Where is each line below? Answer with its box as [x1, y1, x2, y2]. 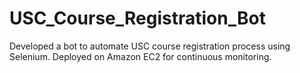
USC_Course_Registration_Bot [9, 7, 266, 30]
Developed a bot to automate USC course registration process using [9, 40, 291, 52]
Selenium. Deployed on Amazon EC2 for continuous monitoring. [9, 50, 272, 62]
